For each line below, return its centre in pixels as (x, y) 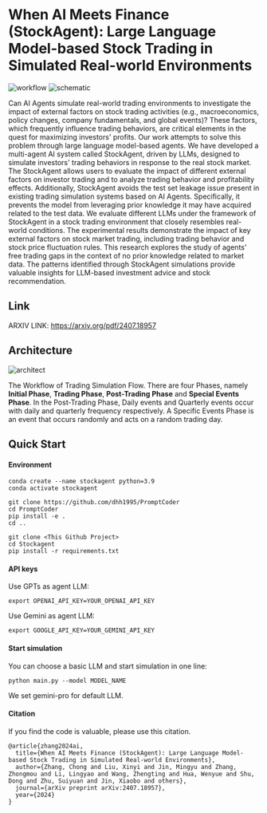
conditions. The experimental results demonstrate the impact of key (139, 230)
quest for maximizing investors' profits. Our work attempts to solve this (125, 136)
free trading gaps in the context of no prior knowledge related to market (126, 255)
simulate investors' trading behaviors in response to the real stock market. (130, 162)
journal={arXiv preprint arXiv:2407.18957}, (90, 787)
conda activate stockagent (53, 488)
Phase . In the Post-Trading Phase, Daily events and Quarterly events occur (131, 402)
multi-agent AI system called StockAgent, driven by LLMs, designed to (124, 154)
